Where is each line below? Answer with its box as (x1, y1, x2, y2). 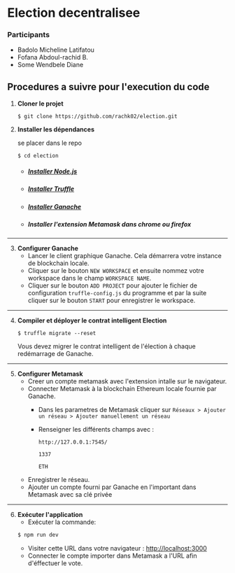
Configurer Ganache (17, 244, 78, 253)
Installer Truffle (27, 185, 75, 193)
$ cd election (17, 153, 59, 160)
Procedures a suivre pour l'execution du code (7, 80, 210, 92)
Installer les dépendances (17, 125, 94, 134)
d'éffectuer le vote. (27, 559, 83, 567)
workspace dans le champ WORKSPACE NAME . (27, 274, 152, 283)
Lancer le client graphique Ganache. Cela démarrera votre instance (27, 252, 222, 260)
